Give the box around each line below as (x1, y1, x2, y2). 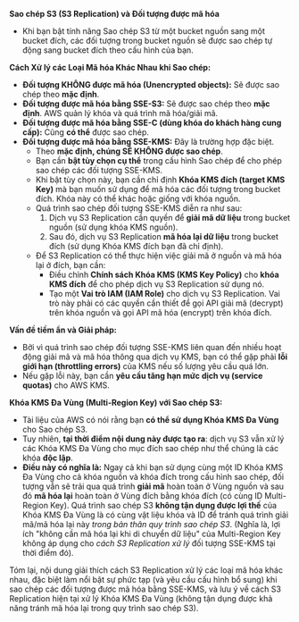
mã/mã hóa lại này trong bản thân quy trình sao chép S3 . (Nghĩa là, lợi (21, 519, 281, 529)
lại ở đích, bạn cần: (35, 260, 106, 270)
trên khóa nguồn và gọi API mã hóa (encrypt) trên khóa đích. (48, 307, 272, 317)
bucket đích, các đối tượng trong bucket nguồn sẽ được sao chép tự (21, 36, 273, 46)
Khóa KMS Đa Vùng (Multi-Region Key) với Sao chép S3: (9, 398, 223, 408)
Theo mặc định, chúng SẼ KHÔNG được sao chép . (35, 146, 223, 156)
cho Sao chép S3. (21, 424, 87, 434)
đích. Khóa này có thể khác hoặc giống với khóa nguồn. (35, 193, 241, 204)
